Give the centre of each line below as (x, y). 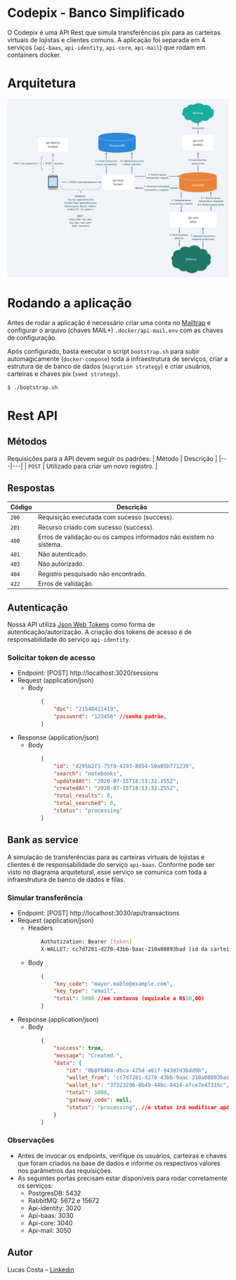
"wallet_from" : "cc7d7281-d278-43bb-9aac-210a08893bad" (149, 1078)
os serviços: (35, 1185)
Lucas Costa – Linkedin (41, 1269)
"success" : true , (78, 1048)
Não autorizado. (61, 564)
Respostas (31, 488)
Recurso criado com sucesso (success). (96, 527)
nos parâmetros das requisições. (65, 1170)
